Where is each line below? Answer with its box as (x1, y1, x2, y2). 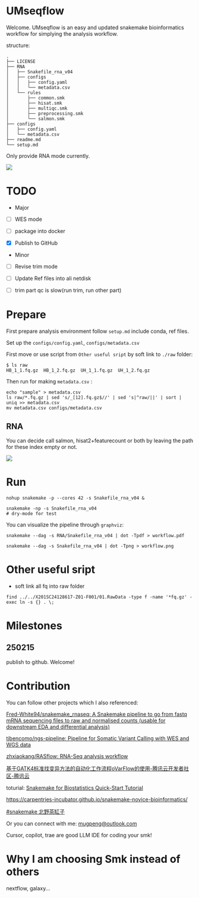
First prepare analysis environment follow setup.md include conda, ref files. (6, 328, 189, 335)
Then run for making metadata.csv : (6, 378, 93, 385)
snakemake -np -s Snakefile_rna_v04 (6, 505, 97, 512)
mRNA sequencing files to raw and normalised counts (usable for (6, 716, 166, 724)
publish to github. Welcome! (6, 658, 75, 665)
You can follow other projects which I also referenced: (6, 699, 138, 706)
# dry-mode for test (6, 510, 58, 516)
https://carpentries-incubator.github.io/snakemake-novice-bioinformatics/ (6, 796, 188, 803)
